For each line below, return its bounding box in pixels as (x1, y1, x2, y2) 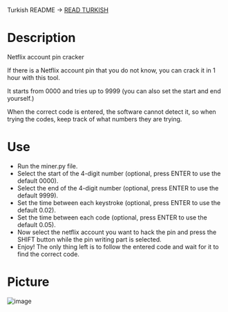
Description (7, 30, 76, 46)
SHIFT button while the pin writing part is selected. (17, 235, 162, 244)
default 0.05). (17, 220, 57, 228)
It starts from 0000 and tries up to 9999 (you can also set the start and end (7, 86, 221, 95)
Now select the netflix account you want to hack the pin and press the (17, 228, 217, 236)
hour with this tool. (7, 73, 61, 81)
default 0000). (17, 176, 59, 185)
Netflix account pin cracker (7, 52, 84, 61)
